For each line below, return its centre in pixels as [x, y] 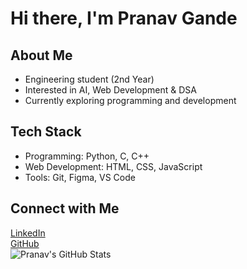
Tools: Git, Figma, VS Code [80, 177]
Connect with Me [65, 208]
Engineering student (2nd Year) [89, 79]
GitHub [25, 243]
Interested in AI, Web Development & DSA [110, 90]
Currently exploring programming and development [130, 100]
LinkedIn [28, 233]
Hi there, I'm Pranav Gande [124, 18]
